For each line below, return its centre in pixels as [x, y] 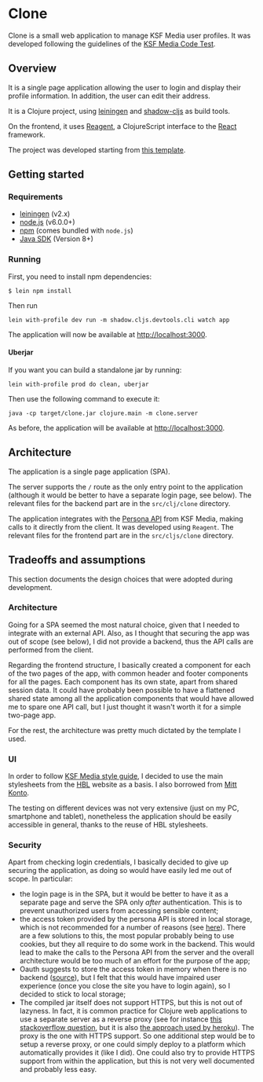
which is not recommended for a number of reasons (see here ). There [132, 927]
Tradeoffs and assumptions [77, 560]
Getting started [46, 175]
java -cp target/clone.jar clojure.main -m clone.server [103, 413]
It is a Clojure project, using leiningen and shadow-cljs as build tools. [119, 111]
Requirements [36, 197]
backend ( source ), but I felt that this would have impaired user [120, 977]
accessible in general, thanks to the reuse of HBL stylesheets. [108, 825]
